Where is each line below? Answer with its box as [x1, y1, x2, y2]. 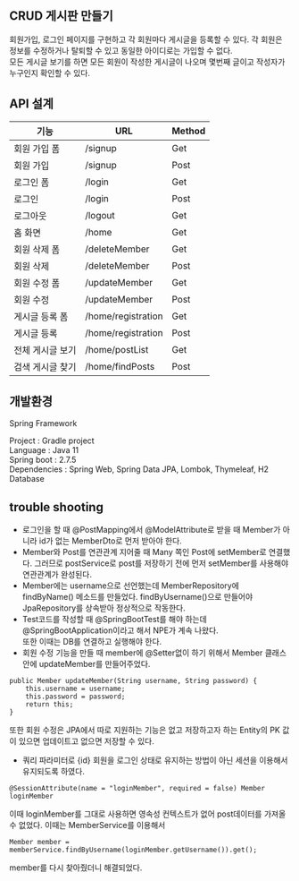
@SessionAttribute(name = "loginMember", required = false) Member [9, 784, 266, 793]
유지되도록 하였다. [21, 766, 85, 777]
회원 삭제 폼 [13, 243, 61, 255]
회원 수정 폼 [13, 277, 61, 289]
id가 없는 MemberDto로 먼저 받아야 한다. [38, 535, 183, 546]
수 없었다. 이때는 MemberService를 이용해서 [9, 820, 166, 831]
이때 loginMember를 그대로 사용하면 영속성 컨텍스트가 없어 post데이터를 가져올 [9, 808, 287, 819]
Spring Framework [9, 418, 78, 429]
